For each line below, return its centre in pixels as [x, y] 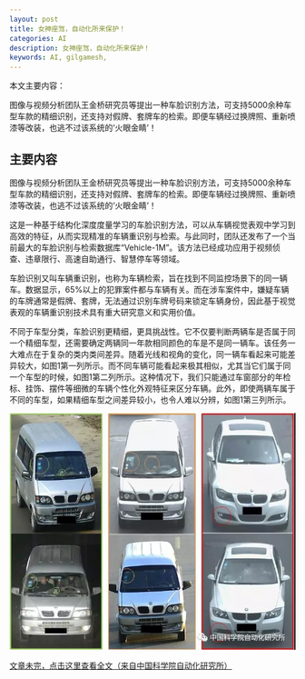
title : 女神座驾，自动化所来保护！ [68, 29]
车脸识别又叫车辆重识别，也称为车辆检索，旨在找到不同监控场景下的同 [141, 278]
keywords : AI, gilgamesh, [58, 58]
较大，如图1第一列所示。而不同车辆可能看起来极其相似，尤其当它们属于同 [154, 365]
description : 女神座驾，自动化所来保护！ [80, 48]
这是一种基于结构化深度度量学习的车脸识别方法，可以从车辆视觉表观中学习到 [152, 225]
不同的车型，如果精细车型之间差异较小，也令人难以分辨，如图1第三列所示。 [150, 399]
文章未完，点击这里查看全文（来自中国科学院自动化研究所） [121, 665]
